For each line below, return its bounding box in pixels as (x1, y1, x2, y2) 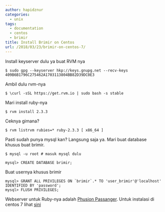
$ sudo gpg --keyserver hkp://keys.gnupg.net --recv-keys (5, 68, 128, 73)
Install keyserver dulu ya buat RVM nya (5, 58, 85, 64)
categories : (5, 12, 30, 17)
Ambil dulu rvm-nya (5, 81, 46, 87)
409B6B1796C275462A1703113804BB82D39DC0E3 (5, 72, 95, 77)
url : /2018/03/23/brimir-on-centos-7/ (5, 44, 86, 49)
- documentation (9, 26, 43, 31)
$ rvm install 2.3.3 (5, 109, 48, 114)
